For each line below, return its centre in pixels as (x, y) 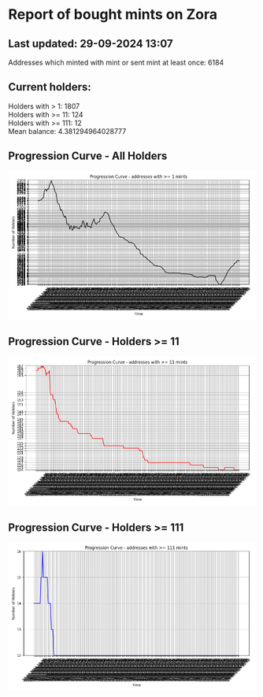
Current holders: (50, 87)
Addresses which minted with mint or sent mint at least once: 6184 (116, 62)
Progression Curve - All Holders (88, 156)
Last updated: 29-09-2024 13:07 (91, 44)
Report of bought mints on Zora (113, 15)
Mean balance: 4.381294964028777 (67, 131)
